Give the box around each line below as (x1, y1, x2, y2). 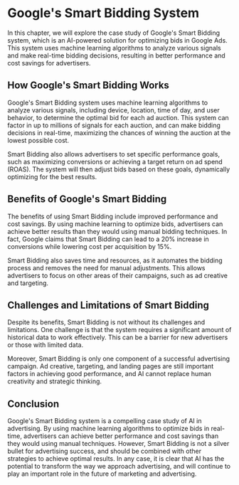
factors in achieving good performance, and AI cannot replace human (7, 370, 212, 378)
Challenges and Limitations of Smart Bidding (7, 299, 210, 311)
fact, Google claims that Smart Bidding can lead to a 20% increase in (7, 235, 210, 243)
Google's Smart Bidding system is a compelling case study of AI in (7, 417, 202, 425)
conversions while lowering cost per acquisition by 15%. (7, 242, 172, 250)
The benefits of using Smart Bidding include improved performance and (7, 212, 218, 220)
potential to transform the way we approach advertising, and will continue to (7, 462, 231, 471)
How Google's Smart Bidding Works (7, 80, 169, 92)
